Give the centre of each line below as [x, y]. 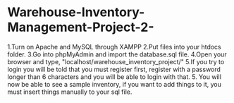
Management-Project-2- [81, 27]
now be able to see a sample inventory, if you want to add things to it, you [115, 84]
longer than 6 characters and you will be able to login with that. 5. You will [115, 77]
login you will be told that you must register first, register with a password [114, 69]
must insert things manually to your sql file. [70, 92]
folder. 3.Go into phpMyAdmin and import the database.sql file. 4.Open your [117, 54]
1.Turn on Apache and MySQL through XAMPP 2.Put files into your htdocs [115, 47]
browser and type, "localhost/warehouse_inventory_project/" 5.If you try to [116, 61]
